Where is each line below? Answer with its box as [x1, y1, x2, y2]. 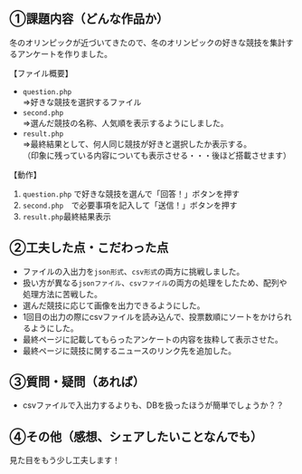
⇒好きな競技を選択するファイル [22, 96, 142, 107]
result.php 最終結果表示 [22, 210, 111, 222]
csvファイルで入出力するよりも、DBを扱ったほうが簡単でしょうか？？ [22, 400, 285, 411]
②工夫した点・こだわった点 [9, 240, 169, 256]
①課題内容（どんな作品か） [9, 11, 169, 27]
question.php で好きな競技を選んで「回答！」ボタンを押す [22, 188, 240, 199]
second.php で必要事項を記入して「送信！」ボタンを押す [22, 199, 238, 210]
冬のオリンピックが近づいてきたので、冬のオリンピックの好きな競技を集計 [9, 37, 287, 48]
